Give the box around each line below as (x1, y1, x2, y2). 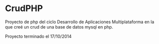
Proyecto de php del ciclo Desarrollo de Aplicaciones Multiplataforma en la (5, 19, 154, 25)
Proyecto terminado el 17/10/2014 (5, 33, 72, 39)
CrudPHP (5, 3, 43, 14)
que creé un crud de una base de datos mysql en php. (5, 24, 113, 29)
